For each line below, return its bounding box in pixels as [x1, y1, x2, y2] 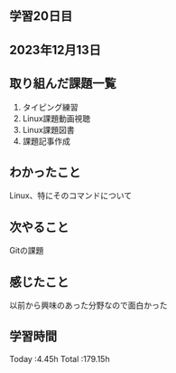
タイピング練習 [22, 101, 79, 112]
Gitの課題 [9, 245, 44, 256]
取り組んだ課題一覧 [9, 76, 116, 91]
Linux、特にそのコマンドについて [9, 190, 133, 201]
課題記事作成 [22, 135, 70, 147]
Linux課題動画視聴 [22, 112, 91, 124]
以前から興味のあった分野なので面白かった [9, 300, 168, 311]
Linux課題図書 [22, 124, 75, 135]
